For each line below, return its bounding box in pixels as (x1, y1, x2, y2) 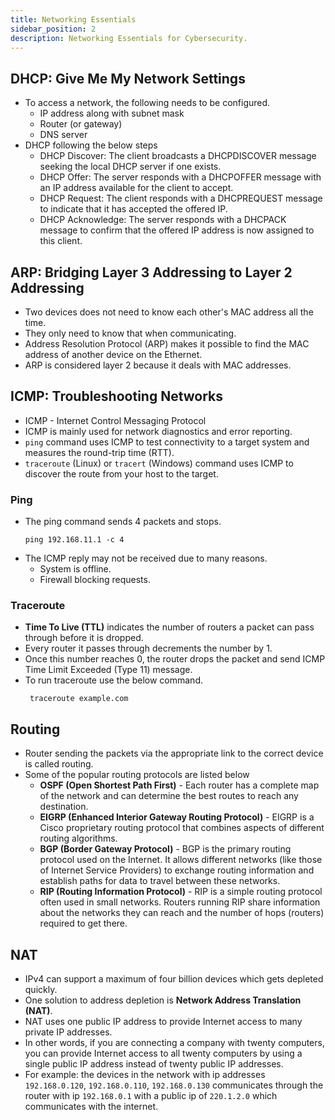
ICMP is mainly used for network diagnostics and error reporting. (24, 425, 293, 437)
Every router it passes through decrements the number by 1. (24, 642, 273, 655)
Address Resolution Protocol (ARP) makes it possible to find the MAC (24, 338, 310, 350)
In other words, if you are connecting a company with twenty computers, (24, 1037, 325, 1049)
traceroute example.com (29, 694, 129, 704)
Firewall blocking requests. (39, 574, 151, 586)
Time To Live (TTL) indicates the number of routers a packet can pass (24, 621, 315, 633)
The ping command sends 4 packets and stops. (24, 516, 222, 528)
